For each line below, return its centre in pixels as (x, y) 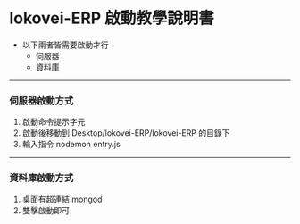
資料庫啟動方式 (42, 178)
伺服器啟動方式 (42, 101)
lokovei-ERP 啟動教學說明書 (112, 18)
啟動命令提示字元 (54, 122)
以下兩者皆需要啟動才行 (65, 45)
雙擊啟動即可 (46, 210)
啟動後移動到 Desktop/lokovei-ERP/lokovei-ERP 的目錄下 (126, 133)
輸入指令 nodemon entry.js (71, 145)
